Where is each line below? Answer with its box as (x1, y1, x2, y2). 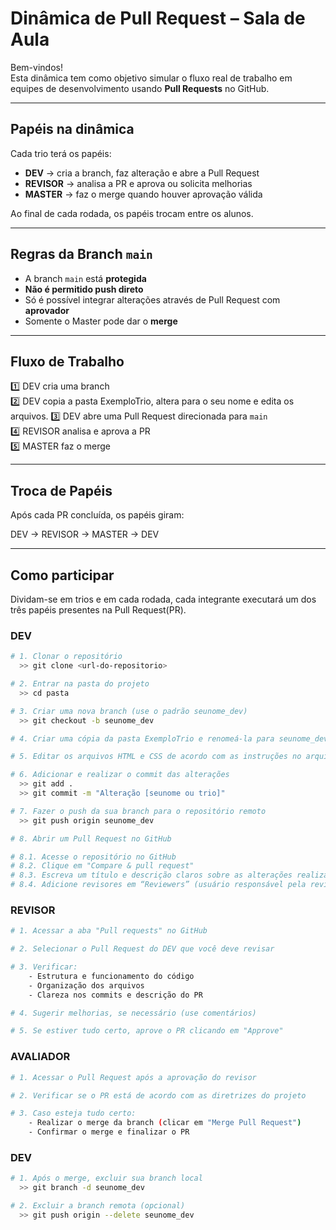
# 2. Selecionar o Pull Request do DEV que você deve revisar (10, 944, 275, 954)
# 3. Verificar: (10, 962, 78, 972)
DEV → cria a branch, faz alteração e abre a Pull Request (24, 167, 260, 179)
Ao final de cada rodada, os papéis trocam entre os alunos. (10, 207, 254, 219)
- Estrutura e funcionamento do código (28, 971, 195, 981)
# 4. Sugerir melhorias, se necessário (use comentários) (10, 1008, 257, 1018)
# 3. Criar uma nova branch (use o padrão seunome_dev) (10, 706, 248, 716)
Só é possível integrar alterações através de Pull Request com (24, 293, 281, 306)
